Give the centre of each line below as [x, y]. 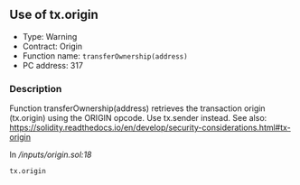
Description [36, 88]
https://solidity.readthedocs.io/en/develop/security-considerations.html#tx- [150, 128]
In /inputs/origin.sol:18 [51, 155]
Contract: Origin [52, 46]
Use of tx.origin [54, 15]
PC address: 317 [53, 65]
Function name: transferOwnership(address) [105, 55]
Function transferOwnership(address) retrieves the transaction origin [137, 108]
